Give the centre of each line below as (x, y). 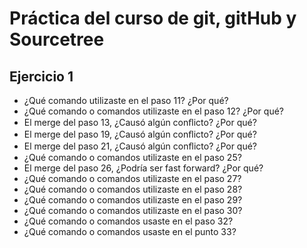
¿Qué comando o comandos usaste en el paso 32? (128, 221)
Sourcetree (57, 39)
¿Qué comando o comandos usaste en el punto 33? (130, 231)
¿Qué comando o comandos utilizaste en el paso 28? (133, 189)
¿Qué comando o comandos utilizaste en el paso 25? (132, 157)
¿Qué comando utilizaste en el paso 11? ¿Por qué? (126, 100)
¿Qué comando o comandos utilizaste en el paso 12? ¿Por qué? (153, 111)
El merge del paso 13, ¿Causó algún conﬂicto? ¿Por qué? (140, 122)
